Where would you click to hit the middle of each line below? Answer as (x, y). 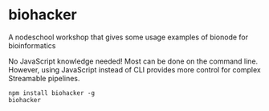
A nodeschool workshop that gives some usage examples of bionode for (128, 37)
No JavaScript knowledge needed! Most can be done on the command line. (133, 61)
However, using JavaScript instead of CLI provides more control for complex (134, 69)
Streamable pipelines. (44, 78)
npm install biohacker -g (51, 93)
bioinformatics (32, 45)
